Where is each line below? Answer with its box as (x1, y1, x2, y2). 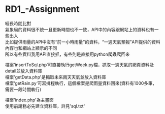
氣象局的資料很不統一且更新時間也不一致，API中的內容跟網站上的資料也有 (5, 26, 155, 33)
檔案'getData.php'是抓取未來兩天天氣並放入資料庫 (5, 74, 106, 80)
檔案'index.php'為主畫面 (5, 97, 54, 103)
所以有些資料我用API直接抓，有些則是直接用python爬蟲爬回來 (5, 51, 130, 57)
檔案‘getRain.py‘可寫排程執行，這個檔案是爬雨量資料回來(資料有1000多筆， (5, 80, 157, 86)
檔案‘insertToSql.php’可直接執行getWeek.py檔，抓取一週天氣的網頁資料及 (5, 62, 154, 68)
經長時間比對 (5, 20, 31, 26)
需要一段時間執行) (5, 86, 42, 92)
